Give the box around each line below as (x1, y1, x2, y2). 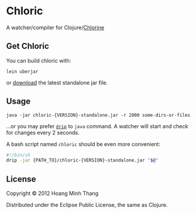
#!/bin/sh (6, 152, 31, 158)
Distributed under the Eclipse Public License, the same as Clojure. (6, 201, 168, 209)
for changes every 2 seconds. (6, 129, 80, 136)
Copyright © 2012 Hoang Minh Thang (6, 190, 99, 197)
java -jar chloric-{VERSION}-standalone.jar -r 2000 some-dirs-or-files (6, 112, 191, 118)
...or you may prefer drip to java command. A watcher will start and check (6, 122, 189, 129)
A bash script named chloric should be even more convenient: (6, 140, 161, 147)
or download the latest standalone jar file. (6, 79, 108, 86)
